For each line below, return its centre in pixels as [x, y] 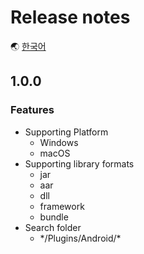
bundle [54, 217]
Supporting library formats [79, 163]
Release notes [70, 17]
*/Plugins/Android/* [80, 238]
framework [62, 206]
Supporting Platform [66, 132]
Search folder [53, 227]
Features [32, 110]
